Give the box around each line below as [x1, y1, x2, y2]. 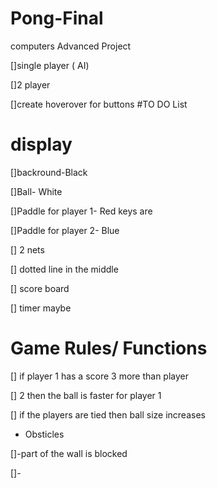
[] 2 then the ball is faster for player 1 [10, 389, 162, 401]
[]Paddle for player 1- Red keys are [10, 205, 153, 217]
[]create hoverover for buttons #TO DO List [10, 98, 188, 110]
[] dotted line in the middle [10, 263, 119, 275]
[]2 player [10, 78, 51, 91]
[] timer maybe [10, 302, 72, 314]
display [10, 133, 73, 156]
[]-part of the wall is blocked [10, 447, 128, 459]
